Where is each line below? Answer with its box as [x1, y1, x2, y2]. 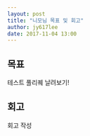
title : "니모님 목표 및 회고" [7, 17, 84, 24]
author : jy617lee [7, 23, 58, 30]
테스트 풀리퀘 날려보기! [7, 79, 70, 87]
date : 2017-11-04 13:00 [7, 30, 77, 38]
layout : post [7, 10, 46, 18]
